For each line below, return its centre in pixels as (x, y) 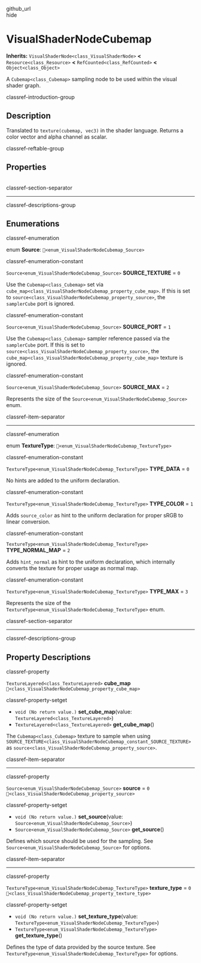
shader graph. (24, 85)
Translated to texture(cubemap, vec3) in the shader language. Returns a (95, 130)
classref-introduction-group (40, 97)
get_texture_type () (39, 935)
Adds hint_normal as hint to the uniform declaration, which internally (91, 562)
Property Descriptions (48, 657)
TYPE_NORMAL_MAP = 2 (38, 550)
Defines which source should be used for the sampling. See (80, 841)
